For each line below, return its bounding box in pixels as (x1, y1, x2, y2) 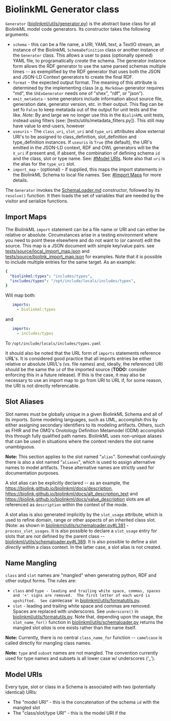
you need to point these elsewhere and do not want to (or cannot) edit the (5, 237, 161, 243)
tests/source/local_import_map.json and (5, 248, 90, 254)
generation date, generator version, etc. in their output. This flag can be (12, 101, 163, 107)
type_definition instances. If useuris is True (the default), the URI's (12, 139, 152, 145)
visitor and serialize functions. (5, 198, 69, 204)
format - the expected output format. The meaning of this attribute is (12, 79, 157, 85)
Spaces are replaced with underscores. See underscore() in (12, 609, 139, 615)
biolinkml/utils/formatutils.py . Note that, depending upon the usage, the (12, 614, 163, 620)
